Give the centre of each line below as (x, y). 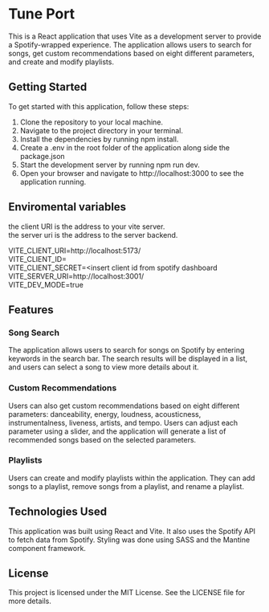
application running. (53, 182)
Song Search (34, 333)
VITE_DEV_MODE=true (46, 284)
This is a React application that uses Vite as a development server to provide (135, 36)
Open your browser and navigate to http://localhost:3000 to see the (132, 173)
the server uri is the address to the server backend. (93, 235)
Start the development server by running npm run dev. (110, 165)
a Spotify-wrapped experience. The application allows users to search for (130, 44)
